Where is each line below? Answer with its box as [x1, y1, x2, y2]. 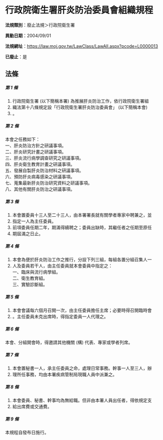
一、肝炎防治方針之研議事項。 [5, 143, 66, 148]
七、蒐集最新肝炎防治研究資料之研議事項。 [5, 180, 92, 186]
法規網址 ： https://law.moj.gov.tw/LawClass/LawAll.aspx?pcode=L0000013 [5, 43, 158, 49]
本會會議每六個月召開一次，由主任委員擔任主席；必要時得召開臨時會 [12, 307, 152, 313]
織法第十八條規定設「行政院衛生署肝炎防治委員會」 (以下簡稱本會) [12, 104, 148, 110]
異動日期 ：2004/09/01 [5, 32, 51, 38]
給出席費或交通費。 [12, 404, 52, 410]
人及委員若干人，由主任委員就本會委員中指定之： [12, 263, 113, 269]
